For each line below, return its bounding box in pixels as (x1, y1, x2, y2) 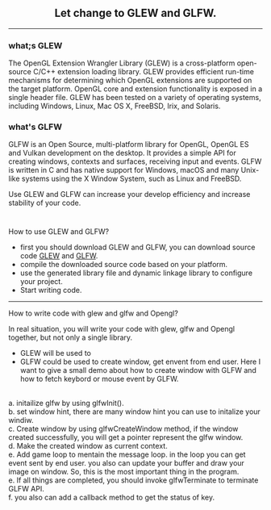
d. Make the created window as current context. (8, 441, 168, 450)
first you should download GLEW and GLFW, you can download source (19, 242, 256, 252)
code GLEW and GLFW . (19, 250, 98, 261)
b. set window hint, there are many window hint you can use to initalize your (8, 407, 261, 416)
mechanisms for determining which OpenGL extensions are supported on (8, 76, 252, 86)
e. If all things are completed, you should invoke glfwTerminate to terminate (8, 475, 259, 485)
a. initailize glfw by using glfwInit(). (8, 398, 124, 408)
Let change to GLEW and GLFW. (54, 6, 217, 20)
